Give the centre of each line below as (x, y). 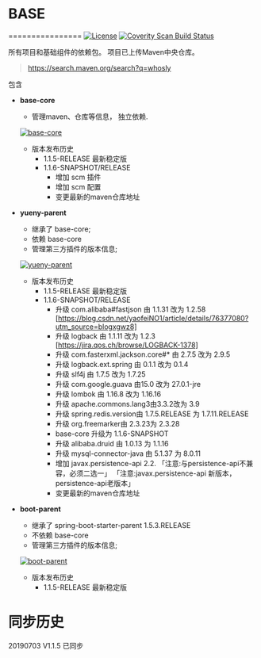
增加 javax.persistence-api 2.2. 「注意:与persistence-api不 (151, 463)
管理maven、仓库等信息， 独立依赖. (90, 117)
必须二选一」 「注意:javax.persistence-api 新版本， (153, 473)
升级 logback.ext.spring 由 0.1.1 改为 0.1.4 (122, 364)
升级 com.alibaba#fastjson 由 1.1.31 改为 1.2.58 (130, 309)
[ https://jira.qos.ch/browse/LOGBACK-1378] (127, 345)
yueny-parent (43, 212)
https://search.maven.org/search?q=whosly (99, 67)
